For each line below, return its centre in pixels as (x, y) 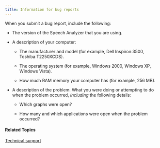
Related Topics (20, 130)
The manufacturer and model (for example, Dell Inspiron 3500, (82, 51)
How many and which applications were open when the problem (83, 114)
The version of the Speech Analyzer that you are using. (67, 32)
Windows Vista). (36, 71)
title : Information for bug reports (42, 9)
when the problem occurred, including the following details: (72, 95)
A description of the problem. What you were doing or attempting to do (83, 89)
